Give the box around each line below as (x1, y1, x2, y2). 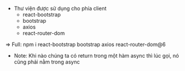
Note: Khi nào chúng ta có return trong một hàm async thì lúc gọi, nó (13, 52, 179, 59)
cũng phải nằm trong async (13, 58, 80, 65)
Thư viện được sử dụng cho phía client (13, 5, 107, 12)
